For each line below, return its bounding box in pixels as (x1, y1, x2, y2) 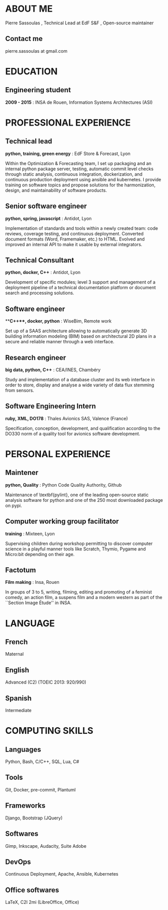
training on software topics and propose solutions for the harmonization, (5, 182, 156, 188)
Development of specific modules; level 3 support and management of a (5, 279, 155, 285)
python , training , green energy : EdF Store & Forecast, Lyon (5, 150, 131, 156)
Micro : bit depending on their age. (5, 551, 75, 557)
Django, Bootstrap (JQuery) (5, 815, 63, 821)
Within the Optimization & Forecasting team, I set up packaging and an (5, 160, 152, 166)
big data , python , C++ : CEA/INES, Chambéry (5, 367, 101, 373)
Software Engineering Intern (5, 402, 96, 411)
